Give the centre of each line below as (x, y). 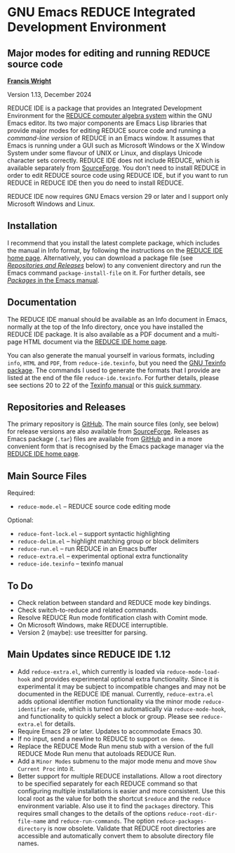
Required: (21, 493)
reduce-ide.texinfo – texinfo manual (70, 564)
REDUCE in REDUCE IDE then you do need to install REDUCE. (95, 183)
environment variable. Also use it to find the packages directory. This (115, 806)
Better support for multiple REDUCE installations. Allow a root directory (120, 776)
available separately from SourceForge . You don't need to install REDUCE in (117, 168)
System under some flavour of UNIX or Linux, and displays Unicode (105, 153)
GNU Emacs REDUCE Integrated (101, 12)
